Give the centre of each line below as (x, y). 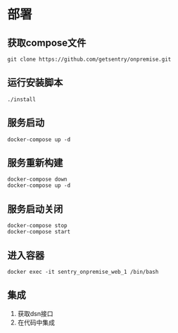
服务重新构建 (35, 163)
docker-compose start (39, 232)
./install (22, 99)
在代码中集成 (36, 322)
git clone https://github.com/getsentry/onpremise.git (89, 59)
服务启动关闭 (35, 209)
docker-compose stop (38, 226)
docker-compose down (38, 180)
